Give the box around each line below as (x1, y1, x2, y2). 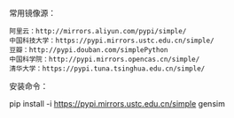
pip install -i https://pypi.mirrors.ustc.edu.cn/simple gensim (9, 99, 226, 108)
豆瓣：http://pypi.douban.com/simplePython (9, 46, 168, 55)
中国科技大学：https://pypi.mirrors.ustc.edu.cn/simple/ (9, 36, 214, 45)
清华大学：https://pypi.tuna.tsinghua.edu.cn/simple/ (9, 64, 206, 73)
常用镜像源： (9, 8, 56, 18)
